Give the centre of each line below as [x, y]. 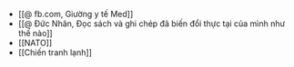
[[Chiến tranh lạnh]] [55, 53]
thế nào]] [35, 33]
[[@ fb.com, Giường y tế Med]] [76, 14]
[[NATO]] [35, 43]
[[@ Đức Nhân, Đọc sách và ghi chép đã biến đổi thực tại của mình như [151, 24]
